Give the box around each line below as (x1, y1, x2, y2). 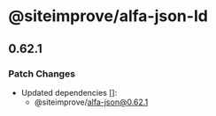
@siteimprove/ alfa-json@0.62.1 (34, 97, 149, 107)
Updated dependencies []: (20, 87, 118, 98)
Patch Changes (8, 68, 76, 80)
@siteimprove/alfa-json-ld (8, 6, 209, 26)
